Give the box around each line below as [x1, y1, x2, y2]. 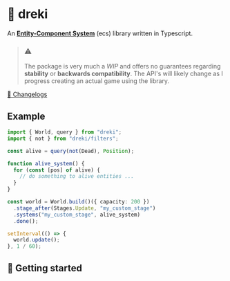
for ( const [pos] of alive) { [13, 166, 100, 174]
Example [7, 110, 46, 122]
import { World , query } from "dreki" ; [7, 129, 122, 136]
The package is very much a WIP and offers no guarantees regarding [23, 62, 221, 71]
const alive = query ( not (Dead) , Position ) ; [7, 147, 135, 154]
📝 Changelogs [7, 90, 48, 99]
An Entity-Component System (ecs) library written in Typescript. [7, 29, 193, 37]
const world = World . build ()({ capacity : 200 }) [7, 199, 150, 206]
